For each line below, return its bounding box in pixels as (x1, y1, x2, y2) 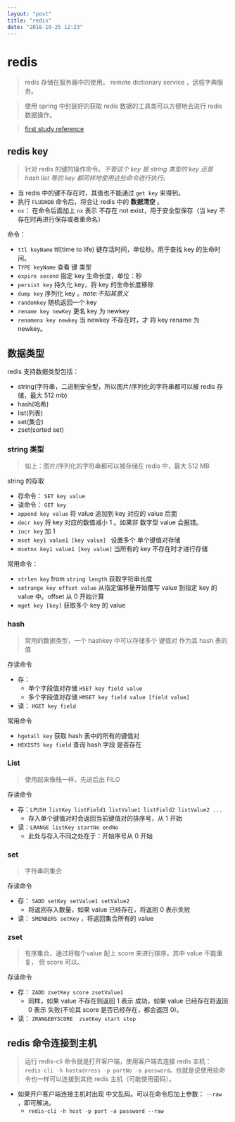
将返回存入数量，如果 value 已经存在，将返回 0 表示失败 (27, 905, 191, 914)
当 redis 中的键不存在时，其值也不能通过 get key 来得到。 (17, 188, 185, 198)
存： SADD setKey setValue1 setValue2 (17, 897, 130, 905)
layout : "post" (7, 10, 52, 18)
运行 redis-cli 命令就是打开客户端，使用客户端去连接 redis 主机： (24, 1057, 212, 1066)
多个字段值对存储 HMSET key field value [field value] (27, 692, 190, 701)
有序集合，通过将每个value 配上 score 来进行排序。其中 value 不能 (24, 949, 217, 958)
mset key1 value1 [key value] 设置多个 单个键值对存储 (17, 536, 181, 544)
